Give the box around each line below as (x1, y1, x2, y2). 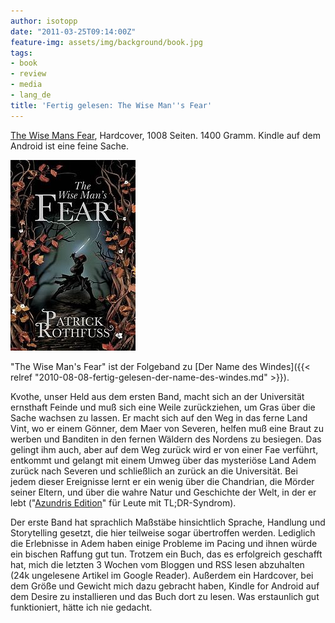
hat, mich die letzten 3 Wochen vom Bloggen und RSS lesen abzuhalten (10, 558, 305, 570)
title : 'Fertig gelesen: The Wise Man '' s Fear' (10, 100, 213, 110)
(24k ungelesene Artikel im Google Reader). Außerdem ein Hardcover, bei (10, 569, 314, 581)
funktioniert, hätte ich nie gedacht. (10, 601, 153, 613)
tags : (10, 48, 33, 58)
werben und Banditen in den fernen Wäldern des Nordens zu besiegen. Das (10, 433, 322, 445)
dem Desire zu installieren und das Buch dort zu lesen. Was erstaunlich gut (10, 590, 320, 602)
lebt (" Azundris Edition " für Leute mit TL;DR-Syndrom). (10, 496, 237, 509)
